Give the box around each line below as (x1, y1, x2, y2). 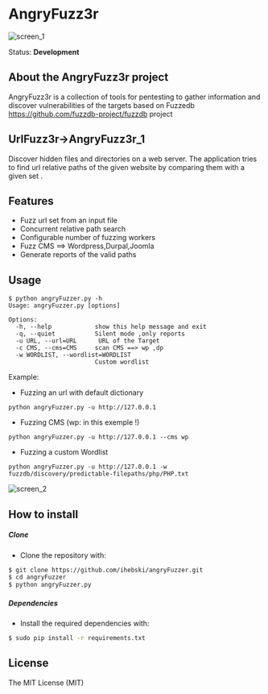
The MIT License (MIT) (8, 678, 85, 688)
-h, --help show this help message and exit (15, 323, 207, 331)
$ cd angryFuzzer (8, 573, 67, 581)
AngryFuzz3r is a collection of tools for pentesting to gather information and (8, 92, 261, 102)
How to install (8, 507, 79, 521)
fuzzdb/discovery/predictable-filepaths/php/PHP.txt (8, 470, 189, 478)
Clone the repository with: (19, 550, 106, 560)
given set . (8, 171, 43, 181)
